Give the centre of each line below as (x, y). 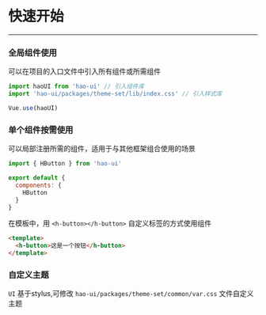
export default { (37, 178)
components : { (38, 185)
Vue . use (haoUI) (33, 108)
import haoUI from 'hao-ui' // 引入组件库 (76, 87)
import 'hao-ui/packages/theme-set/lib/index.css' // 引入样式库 (115, 94)
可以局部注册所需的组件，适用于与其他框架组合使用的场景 (102, 149)
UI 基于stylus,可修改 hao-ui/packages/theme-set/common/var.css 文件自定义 (131, 294)
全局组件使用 (33, 52)
